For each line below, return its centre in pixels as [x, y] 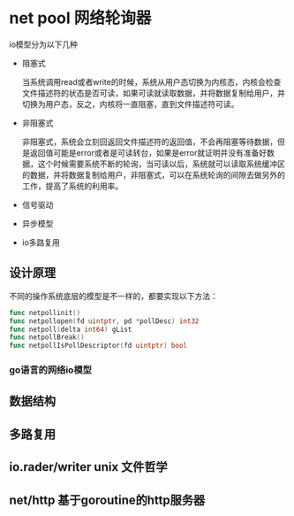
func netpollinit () [45, 312]
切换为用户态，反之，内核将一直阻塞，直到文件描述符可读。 [130, 104]
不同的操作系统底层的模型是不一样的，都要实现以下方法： [113, 296]
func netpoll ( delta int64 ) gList [71, 329]
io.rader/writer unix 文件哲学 [88, 467]
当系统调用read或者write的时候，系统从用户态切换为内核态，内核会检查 [151, 81]
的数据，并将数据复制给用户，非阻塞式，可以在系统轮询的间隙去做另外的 [153, 174]
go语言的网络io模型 [51, 370]
